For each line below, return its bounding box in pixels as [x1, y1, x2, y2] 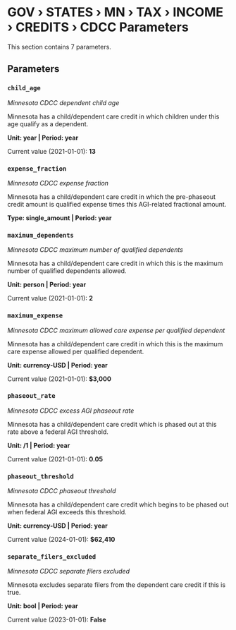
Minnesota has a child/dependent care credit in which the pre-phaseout [7, 192, 216, 201]
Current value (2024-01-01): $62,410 [7, 535, 116, 544]
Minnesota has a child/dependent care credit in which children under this [7, 112, 220, 121]
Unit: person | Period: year [7, 280, 87, 289]
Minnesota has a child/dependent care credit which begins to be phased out [7, 500, 229, 509]
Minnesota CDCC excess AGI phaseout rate [7, 406, 135, 415]
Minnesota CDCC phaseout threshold [7, 487, 116, 495]
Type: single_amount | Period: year [7, 213, 112, 222]
